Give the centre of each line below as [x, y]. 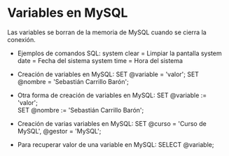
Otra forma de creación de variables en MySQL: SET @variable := [112, 95]
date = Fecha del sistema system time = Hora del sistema [100, 60]
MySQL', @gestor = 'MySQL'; [59, 131]
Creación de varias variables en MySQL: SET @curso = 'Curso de [112, 123]
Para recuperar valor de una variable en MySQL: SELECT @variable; [116, 144]
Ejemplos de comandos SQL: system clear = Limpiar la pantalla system [119, 53]
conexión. [22, 39]
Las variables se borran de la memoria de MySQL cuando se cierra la [107, 32]
